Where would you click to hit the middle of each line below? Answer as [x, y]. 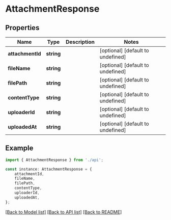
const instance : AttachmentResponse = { [49, 169]
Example [19, 148]
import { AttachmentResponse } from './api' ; [54, 160]
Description [80, 42]
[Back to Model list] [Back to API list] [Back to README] [64, 212]
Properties [22, 28]
